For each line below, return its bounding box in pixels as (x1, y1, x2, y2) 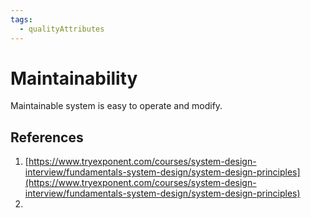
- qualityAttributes (19, 24, 105, 34)
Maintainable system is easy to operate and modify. (10, 100, 223, 112)
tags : (10, 14, 33, 25)
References (10, 129, 84, 146)
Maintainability (10, 67, 138, 90)
